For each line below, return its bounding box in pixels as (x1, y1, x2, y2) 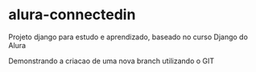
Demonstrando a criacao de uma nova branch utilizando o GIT (8, 56, 215, 66)
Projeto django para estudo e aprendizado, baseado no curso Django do (8, 32, 248, 42)
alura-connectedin (8, 6, 136, 24)
